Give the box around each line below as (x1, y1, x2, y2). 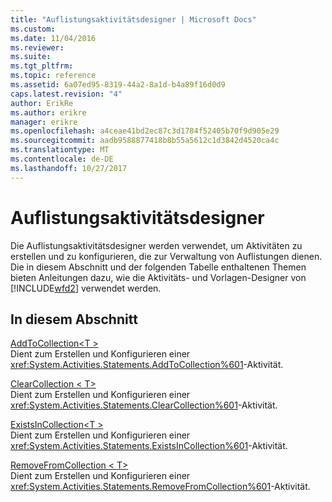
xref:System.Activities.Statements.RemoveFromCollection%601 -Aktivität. (10, 481, 311, 493)
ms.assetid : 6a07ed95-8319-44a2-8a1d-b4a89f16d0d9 (10, 80, 226, 90)
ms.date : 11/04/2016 (10, 33, 97, 43)
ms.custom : (10, 24, 56, 34)
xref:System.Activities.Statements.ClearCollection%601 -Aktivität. (10, 399, 278, 411)
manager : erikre (10, 117, 78, 127)
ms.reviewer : (10, 42, 65, 53)
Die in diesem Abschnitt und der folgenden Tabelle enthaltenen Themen (10, 261, 307, 273)
